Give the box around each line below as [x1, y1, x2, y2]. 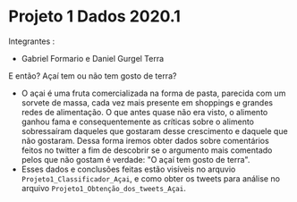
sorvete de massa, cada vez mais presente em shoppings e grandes [21, 97, 274, 108]
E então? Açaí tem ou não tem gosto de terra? [8, 70, 177, 81]
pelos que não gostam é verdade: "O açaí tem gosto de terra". [21, 154, 250, 164]
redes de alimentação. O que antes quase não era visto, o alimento [21, 106, 268, 117]
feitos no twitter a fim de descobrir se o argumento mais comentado [21, 145, 273, 156]
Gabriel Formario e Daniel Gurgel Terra [21, 53, 165, 63]
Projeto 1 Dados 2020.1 [8, 6, 181, 27]
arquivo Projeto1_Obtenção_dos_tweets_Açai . [21, 182, 187, 193]
